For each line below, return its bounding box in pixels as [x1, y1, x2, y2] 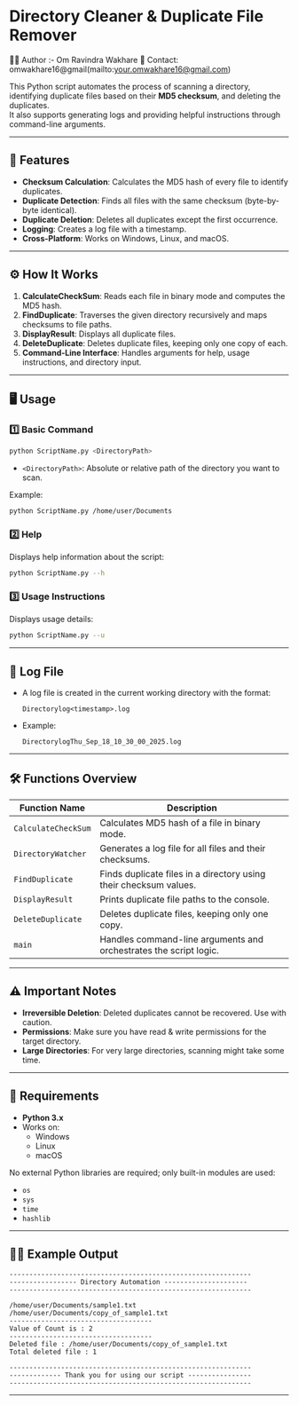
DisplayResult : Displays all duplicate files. [21, 328, 176, 339]
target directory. [21, 1036, 82, 1046]
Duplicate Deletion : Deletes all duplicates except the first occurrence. [21, 214, 278, 225]
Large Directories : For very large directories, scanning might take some [21, 1045, 285, 1055]
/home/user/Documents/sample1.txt [9, 1301, 137, 1310]
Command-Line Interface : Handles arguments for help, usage [21, 347, 250, 358]
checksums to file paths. [21, 319, 113, 329]
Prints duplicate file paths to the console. [99, 893, 271, 905]
